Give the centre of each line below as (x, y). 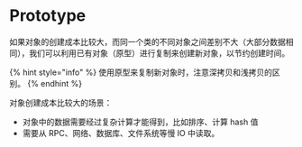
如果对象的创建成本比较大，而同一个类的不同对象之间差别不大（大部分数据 (147, 41)
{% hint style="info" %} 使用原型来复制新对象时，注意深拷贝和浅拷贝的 (141, 72)
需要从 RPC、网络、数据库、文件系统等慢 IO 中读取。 (121, 133)
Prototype (48, 16)
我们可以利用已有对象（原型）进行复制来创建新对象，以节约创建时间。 (159, 53)
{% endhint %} (55, 83)
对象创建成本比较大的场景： (61, 102)
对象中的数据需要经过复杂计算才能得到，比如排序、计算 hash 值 (140, 122)
